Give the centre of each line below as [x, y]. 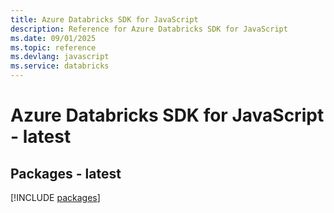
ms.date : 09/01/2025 [53, 38]
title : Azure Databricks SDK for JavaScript [104, 19]
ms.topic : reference [53, 47]
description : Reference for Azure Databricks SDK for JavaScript [149, 29]
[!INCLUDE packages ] [55, 197]
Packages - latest [66, 173]
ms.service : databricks [60, 66]
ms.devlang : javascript [60, 57]
